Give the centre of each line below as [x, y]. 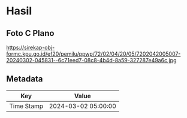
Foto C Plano [30, 33]
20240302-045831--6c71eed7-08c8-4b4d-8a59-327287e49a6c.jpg [91, 60]
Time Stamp [26, 106]
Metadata [25, 79]
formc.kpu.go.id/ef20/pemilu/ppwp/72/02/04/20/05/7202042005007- [93, 54]
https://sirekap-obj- [31, 47]
